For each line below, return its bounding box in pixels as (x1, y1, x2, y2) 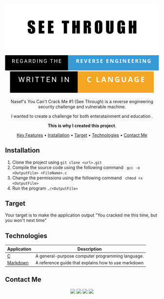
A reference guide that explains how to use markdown (35, 260, 144, 266)
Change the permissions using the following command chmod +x (12, 175, 143, 181)
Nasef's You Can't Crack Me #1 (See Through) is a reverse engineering (10, 98, 154, 104)
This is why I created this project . (47, 123, 117, 128)
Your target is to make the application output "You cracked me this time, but (5, 212, 158, 218)
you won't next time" (5, 217, 47, 223)
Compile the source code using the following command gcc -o (12, 164, 140, 170)
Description (77, 246, 102, 252)
